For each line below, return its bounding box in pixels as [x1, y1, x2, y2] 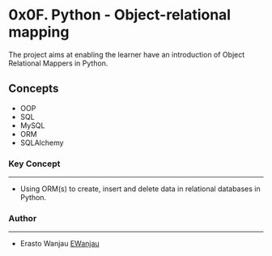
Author [8, 212, 37, 224]
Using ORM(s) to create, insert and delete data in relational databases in [19, 184, 261, 194]
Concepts [8, 82, 59, 96]
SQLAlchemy [19, 138, 64, 147]
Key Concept [8, 158, 61, 169]
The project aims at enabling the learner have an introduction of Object [8, 49, 245, 59]
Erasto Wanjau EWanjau [19, 239, 100, 249]
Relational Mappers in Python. [8, 58, 108, 68]
